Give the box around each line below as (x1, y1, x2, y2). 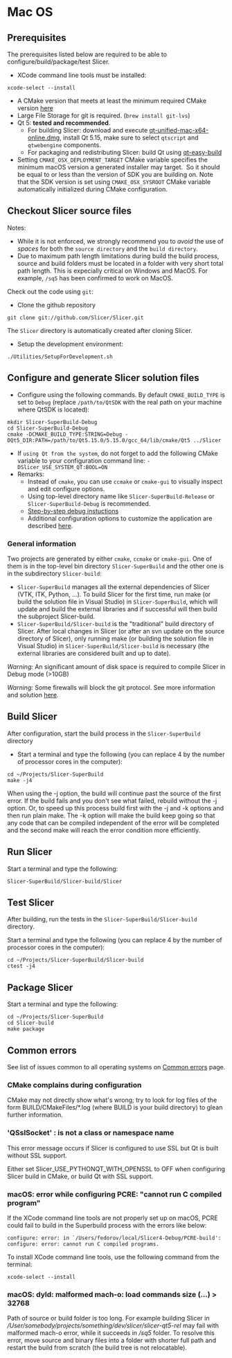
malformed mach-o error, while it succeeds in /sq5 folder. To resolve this (7, 1329, 215, 1337)
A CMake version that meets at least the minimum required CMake (17, 96, 206, 105)
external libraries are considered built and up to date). (17, 649, 171, 657)
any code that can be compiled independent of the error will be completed (7, 818, 220, 826)
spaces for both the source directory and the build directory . (17, 244, 199, 253)
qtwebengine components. (27, 141, 102, 149)
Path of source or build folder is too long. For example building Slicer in (7, 1314, 210, 1323)
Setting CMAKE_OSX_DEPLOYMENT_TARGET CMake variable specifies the (17, 155, 208, 164)
